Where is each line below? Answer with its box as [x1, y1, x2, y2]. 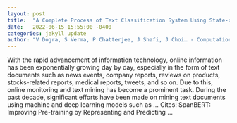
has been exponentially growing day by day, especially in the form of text [7, 63, 220, 72]
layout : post [7, 10, 46, 18]
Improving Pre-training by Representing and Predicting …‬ [7, 108, 173, 117]
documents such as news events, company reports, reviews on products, [7, 71, 221, 79]
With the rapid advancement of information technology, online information [7, 56, 222, 64]
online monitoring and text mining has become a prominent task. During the [7, 86, 227, 94]
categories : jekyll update [7, 30, 87, 37]
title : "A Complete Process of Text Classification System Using [7, 17, 207, 24]
